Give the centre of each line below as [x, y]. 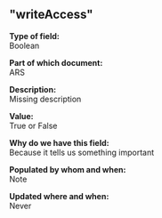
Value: [21, 116]
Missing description [45, 99]
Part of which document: [56, 62]
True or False [33, 125]
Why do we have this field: [59, 142]
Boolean [24, 45]
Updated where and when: [59, 196]
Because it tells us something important [82, 152]
